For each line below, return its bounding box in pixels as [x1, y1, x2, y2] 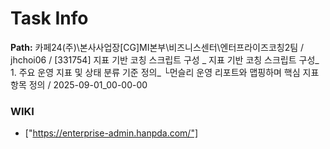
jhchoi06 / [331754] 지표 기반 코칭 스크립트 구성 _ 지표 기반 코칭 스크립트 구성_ [10, 53, 320, 66]
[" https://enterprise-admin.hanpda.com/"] [24, 127, 199, 139]
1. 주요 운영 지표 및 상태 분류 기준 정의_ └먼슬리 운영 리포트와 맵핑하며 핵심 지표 [10, 66, 320, 78]
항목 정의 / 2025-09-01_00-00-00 [10, 78, 148, 91]
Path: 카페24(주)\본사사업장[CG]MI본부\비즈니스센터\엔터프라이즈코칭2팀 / [10, 41, 305, 53]
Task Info [10, 7, 89, 30]
